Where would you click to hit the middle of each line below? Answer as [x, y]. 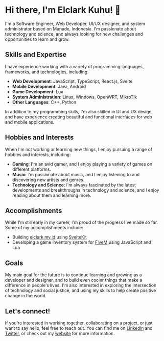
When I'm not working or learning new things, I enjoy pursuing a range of [79, 149]
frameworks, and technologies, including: [47, 72]
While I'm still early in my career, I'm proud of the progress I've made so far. [82, 222]
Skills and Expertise [36, 55]
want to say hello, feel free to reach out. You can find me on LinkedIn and [79, 328]
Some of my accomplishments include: [44, 228]
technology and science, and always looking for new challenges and [74, 34]
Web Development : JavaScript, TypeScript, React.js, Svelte [72, 81]
